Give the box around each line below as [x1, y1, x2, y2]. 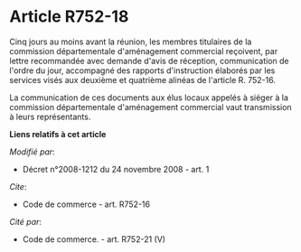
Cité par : [9, 216, 42, 227]
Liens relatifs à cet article [9, 128, 107, 139]
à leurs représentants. [9, 111, 91, 122]
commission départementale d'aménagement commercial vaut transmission [9, 101, 292, 112]
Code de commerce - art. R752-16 [22, 199, 151, 210]
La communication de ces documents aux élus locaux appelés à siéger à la [9, 92, 289, 103]
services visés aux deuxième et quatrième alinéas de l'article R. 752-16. [9, 74, 276, 85]
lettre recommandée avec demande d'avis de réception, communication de [9, 55, 289, 66]
